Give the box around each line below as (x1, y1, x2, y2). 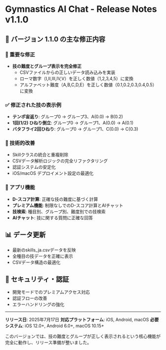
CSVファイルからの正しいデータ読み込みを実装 (19, 69, 116, 75)
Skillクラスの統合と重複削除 (12, 152, 69, 158)
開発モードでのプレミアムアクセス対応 (12, 289, 90, 295)
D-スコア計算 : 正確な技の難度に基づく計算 (12, 196, 98, 202)
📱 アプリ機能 (5, 184, 36, 191)
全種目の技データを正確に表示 (12, 253, 73, 259)
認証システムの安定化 (12, 164, 56, 170)
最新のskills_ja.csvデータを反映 (12, 247, 76, 253)
